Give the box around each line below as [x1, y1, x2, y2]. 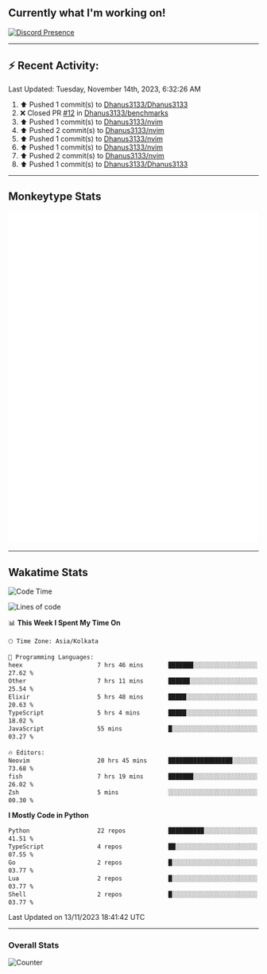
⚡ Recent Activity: [8, 59, 99, 72]
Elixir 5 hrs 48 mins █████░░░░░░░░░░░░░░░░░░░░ [8, 693, 258, 701]
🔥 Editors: [8, 749, 45, 757]
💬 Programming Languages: [8, 653, 94, 661]
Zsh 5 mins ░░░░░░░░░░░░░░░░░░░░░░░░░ [8, 789, 258, 797]
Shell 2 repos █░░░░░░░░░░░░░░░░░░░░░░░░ [8, 890, 258, 898]
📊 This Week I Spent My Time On [8, 618, 121, 628]
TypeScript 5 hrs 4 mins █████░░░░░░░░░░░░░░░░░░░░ [8, 709, 258, 717]
